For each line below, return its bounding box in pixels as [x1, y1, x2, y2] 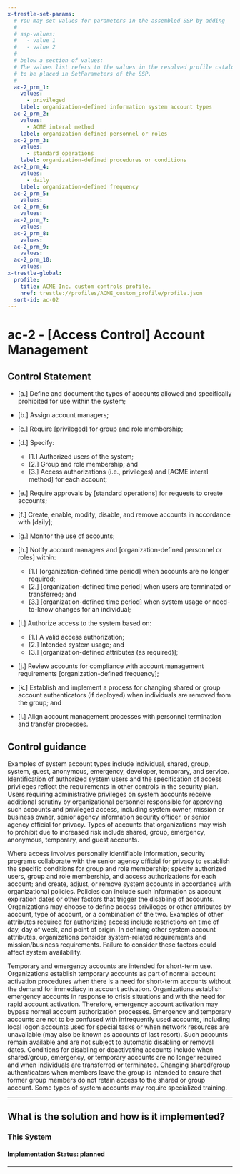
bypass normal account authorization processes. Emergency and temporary [7, 1008, 231, 1016]
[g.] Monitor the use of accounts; [17, 532, 116, 540]
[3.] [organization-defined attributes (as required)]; [28, 648, 179, 657]
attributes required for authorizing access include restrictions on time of [7, 917, 219, 926]
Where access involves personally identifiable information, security [7, 850, 205, 858]
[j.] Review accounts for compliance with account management [17, 662, 204, 670]
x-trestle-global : [7, 269, 62, 277]
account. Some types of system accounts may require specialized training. [7, 1083, 227, 1092]
